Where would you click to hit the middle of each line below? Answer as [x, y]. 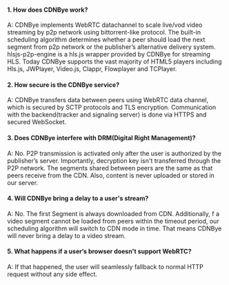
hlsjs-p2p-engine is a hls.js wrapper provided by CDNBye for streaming [109, 55]
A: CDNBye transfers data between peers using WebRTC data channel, [108, 100]
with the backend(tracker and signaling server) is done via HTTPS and [107, 115]
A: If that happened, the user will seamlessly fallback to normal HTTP [105, 267]
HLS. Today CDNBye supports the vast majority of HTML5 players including [114, 61]
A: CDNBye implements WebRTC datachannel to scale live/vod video [105, 25]
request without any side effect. [52, 274]
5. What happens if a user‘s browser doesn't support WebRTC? [99, 251]
